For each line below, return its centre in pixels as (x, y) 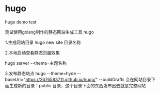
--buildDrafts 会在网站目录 (125, 79)
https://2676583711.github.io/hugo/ (61, 79)
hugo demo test (21, 22)
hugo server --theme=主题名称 (36, 63)
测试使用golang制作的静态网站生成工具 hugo (49, 32)
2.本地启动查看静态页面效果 (32, 53)
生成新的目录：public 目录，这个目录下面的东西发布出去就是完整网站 (78, 85)
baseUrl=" (15, 79)
